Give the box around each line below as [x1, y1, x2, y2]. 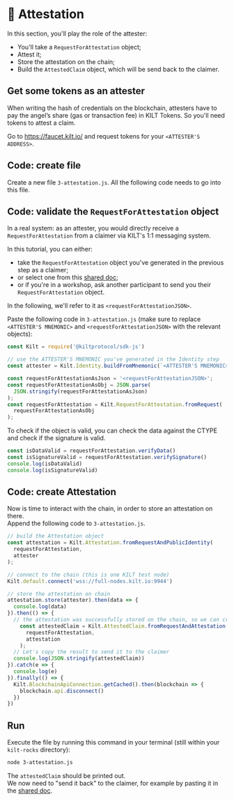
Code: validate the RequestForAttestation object [7, 205, 219, 217]
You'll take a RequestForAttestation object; [17, 42, 141, 51]
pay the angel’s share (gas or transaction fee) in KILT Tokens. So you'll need [7, 111, 225, 119]
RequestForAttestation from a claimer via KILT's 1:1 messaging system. [7, 231, 211, 240]
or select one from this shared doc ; [17, 273, 118, 281]
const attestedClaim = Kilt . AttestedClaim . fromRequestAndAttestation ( [19, 623, 229, 630]
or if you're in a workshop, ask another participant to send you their [17, 281, 211, 289]
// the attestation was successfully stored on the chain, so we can [13, 616, 219, 623]
